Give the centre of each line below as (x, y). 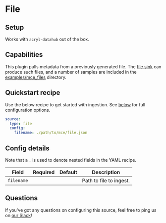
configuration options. (28, 110)
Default (68, 172)
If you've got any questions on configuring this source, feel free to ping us (81, 210)
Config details (27, 148)
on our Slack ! (19, 215)
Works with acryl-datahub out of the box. (47, 39)
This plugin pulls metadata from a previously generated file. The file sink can (83, 67)
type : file (21, 124)
